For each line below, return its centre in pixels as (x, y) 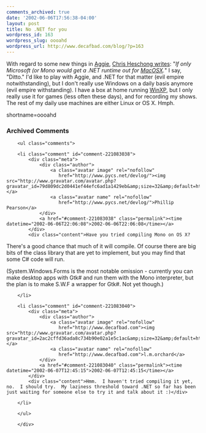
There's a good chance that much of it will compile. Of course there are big (101, 246)
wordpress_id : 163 (30, 35)
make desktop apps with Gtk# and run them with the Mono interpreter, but (100, 278)
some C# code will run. (36, 259)
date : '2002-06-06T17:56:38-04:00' (52, 18)
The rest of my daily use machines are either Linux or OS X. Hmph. (90, 103)
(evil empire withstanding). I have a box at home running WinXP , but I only (100, 90)
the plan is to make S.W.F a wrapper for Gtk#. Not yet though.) (85, 284)
